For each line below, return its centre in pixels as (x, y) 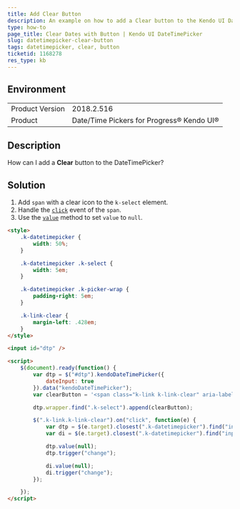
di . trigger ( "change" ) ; (79, 473)
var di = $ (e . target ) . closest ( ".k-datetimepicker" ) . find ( (134, 434)
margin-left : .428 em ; (65, 322)
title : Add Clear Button (44, 14)
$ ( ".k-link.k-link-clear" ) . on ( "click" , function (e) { (115, 420)
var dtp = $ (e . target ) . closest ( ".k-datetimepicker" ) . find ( (135, 427)
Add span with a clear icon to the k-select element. (93, 202)
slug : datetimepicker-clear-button (60, 41)
